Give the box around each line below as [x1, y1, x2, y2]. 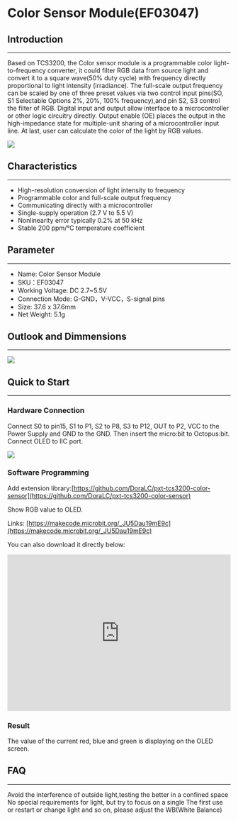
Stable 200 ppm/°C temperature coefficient [17, 224, 145, 232]
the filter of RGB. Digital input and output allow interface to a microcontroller [7, 104, 229, 112]
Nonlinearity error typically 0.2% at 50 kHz [17, 216, 143, 224]
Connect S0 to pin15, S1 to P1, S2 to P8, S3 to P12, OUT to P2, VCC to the [7, 421, 220, 430]
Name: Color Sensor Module [17, 270, 101, 278]
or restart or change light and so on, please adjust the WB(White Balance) [7, 805, 222, 814]
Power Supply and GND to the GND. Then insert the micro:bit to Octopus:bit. [7, 429, 230, 438]
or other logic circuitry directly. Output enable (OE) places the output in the [7, 111, 226, 120]
